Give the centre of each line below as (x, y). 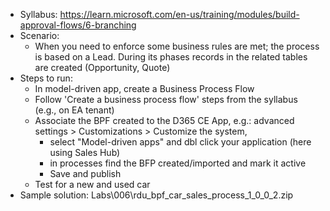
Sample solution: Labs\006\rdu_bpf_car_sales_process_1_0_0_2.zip (156, 195)
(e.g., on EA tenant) (74, 110)
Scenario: (39, 35)
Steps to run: (46, 78)
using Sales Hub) (85, 152)
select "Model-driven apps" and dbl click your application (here (180, 142)
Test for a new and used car (92, 184)
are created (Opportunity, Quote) (102, 67)
